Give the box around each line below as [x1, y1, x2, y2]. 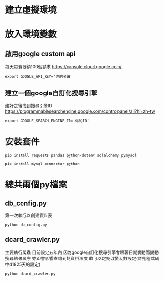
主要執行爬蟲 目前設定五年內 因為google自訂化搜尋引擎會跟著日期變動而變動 [5, 249, 159, 255]
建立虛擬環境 [5, 4, 57, 16]
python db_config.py [5, 222, 47, 227]
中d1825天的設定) [5, 261, 41, 267]
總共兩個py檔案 [5, 179, 68, 190]
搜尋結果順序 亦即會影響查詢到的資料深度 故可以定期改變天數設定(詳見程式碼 [5, 255, 159, 261]
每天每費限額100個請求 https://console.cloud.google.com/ [5, 64, 122, 70]
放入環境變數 [5, 29, 57, 40]
